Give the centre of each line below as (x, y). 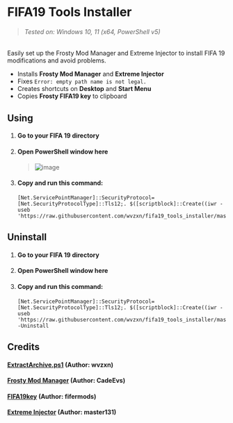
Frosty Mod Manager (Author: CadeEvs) (66, 381)
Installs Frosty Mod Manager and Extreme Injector (91, 74)
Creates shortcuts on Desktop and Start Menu (84, 89)
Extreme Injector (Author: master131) (62, 412)
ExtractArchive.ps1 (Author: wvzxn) (60, 365)
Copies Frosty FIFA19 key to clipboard (72, 96)
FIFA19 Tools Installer (70, 12)
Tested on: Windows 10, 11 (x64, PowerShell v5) (93, 31)
